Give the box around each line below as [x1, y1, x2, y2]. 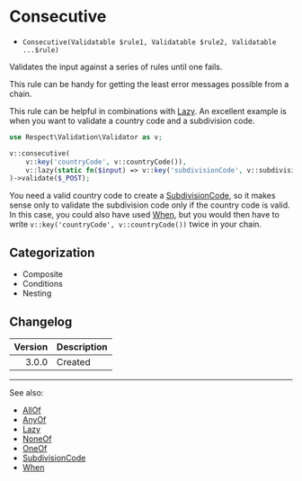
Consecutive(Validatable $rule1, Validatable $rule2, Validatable [22, 38, 277, 47]
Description [57, 340, 108, 352]
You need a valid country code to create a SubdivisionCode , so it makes [9, 191, 276, 201]
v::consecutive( [9, 148, 70, 158]
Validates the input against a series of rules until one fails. [9, 61, 223, 72]
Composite [22, 269, 64, 280]
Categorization [9, 245, 95, 260]
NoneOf [22, 433, 52, 444]
